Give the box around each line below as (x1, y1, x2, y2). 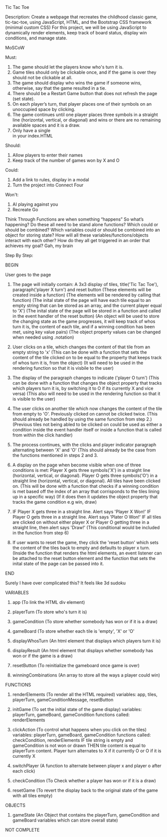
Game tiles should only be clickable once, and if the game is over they (12, 69, 157, 75)
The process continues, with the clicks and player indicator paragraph (12, 442, 157, 447)
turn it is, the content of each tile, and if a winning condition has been (12, 324, 155, 329)
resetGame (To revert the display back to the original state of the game (12, 787, 158, 793)
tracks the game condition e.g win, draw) (12, 499, 97, 505)
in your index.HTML (12, 133, 53, 139)
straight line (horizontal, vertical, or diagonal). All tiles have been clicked (12, 478, 161, 484)
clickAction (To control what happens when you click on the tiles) (12, 727, 147, 732)
